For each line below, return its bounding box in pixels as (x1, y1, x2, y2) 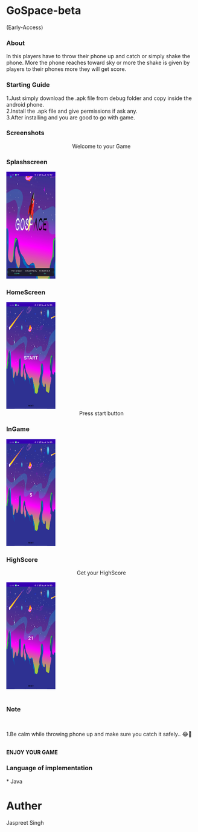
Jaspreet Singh (6, 819, 44, 826)
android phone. (6, 101, 44, 108)
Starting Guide (6, 81, 50, 89)
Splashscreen (6, 158, 48, 166)
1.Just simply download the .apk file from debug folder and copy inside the (6, 95, 192, 102)
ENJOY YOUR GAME (6, 749, 59, 756)
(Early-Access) (6, 24, 43, 31)
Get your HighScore (77, 569, 126, 576)
